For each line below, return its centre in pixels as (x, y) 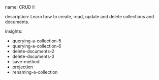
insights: (14, 31)
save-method (26, 62)
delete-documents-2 (33, 51)
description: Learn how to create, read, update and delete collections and (79, 16)
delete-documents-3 (33, 56)
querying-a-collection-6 (37, 46)
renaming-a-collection (35, 72)
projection (22, 67)
